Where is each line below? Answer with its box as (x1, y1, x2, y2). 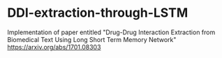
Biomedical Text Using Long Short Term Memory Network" (7, 35, 177, 43)
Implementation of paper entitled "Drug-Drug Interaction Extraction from (7, 28, 216, 36)
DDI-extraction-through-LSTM (7, 5, 188, 21)
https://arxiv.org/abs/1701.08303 (7, 43, 101, 51)
